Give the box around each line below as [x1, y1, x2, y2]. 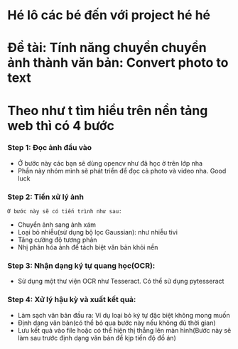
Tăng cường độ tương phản [17, 235, 97, 245]
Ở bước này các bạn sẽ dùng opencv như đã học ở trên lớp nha [17, 159, 203, 167]
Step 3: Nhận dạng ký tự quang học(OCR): [7, 261, 156, 271]
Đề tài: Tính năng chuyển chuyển [7, 40, 207, 56]
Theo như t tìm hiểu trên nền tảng [7, 102, 208, 119]
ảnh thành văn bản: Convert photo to [7, 55, 229, 71]
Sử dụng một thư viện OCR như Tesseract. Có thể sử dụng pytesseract [17, 277, 225, 286]
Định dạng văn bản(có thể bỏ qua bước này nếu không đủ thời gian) [17, 318, 216, 327]
